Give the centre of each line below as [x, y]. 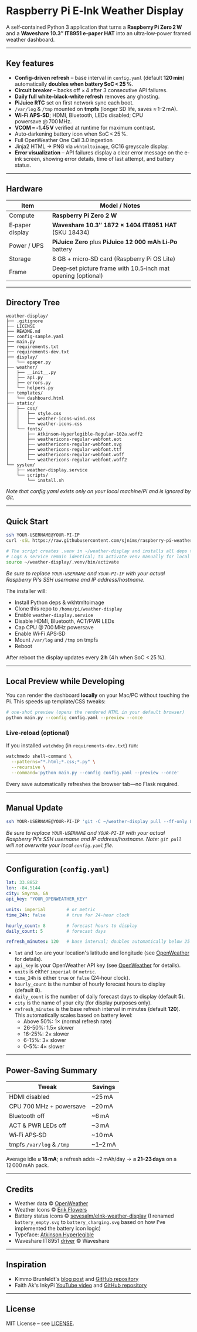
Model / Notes [120, 205]
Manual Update [35, 808]
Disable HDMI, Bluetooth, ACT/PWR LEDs [64, 621]
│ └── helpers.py [30, 388]
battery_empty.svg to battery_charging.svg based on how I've [90, 1222]
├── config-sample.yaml [35, 337]
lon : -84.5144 [23, 888]
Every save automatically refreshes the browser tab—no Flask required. [93, 784]
